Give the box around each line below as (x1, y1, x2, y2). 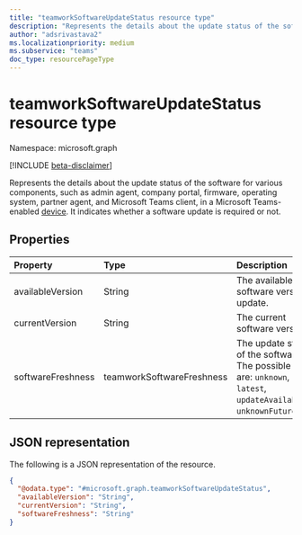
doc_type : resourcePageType (9, 55, 115, 64)
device (40, 206, 67, 217)
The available (236, 273, 294, 286)
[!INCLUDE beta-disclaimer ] (9, 159, 112, 171)
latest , (236, 381, 267, 394)
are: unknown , (236, 370, 290, 383)
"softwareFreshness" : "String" (17, 510, 135, 519)
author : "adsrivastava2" (9, 30, 102, 39)
